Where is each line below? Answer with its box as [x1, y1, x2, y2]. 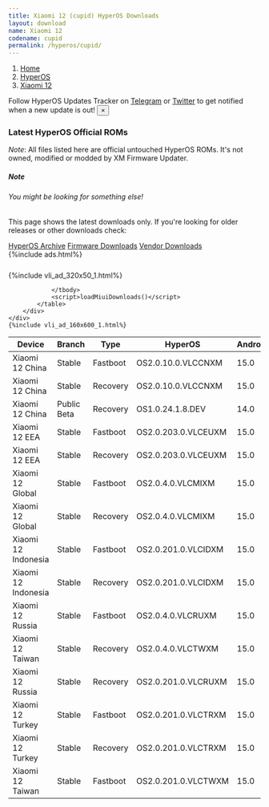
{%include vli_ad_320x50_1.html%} [8, 270, 122, 280]
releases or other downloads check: [8, 225, 127, 235]
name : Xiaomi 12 [8, 26, 62, 34]
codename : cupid [8, 34, 62, 43]
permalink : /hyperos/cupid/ [8, 42, 102, 50]
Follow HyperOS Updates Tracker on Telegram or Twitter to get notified [8, 96, 244, 106]
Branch [57, 339, 86, 350]
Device [17, 339, 45, 350]
